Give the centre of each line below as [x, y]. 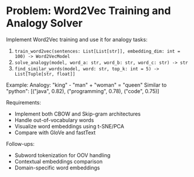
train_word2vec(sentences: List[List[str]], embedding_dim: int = [97, 51]
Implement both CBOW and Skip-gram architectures [77, 114]
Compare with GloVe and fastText [55, 132]
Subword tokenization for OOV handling [62, 155]
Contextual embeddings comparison [58, 161]
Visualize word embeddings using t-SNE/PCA [69, 126]
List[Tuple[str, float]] [45, 74]
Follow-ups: [21, 144]
